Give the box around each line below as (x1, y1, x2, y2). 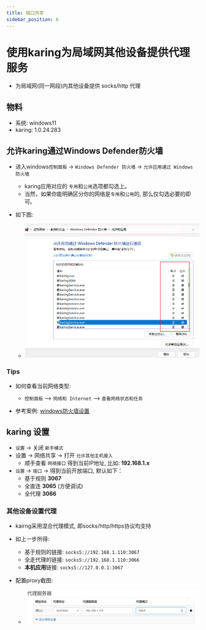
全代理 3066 (24, 490, 57, 497)
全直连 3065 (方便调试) (24, 482, 83, 490)
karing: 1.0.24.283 (15, 126, 61, 134)
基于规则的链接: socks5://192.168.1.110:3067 (24, 548, 140, 555)
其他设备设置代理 (6, 507, 57, 515)
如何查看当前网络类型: (15, 382, 71, 390)
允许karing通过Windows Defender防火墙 (6, 145, 164, 156)
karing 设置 (6, 427, 50, 437)
